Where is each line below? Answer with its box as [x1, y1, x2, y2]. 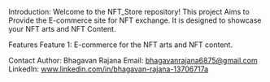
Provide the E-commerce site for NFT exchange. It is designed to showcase [8, 15, 262, 25]
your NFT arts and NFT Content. [8, 24, 116, 33]
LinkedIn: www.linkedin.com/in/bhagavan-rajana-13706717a [8, 64, 209, 74]
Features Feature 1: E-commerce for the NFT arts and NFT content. [8, 40, 233, 50]
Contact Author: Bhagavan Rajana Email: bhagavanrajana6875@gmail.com [8, 56, 258, 65]
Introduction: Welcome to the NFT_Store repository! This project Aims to [8, 7, 250, 16]
